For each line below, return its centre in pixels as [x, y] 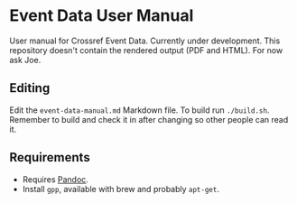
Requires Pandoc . [55, 179]
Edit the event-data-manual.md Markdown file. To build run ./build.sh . [139, 110]
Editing [30, 88]
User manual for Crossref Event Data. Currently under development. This [145, 41]
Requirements [50, 157]
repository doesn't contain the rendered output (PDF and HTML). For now [146, 50]
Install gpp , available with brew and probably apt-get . [121, 189]
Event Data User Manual [102, 16]
